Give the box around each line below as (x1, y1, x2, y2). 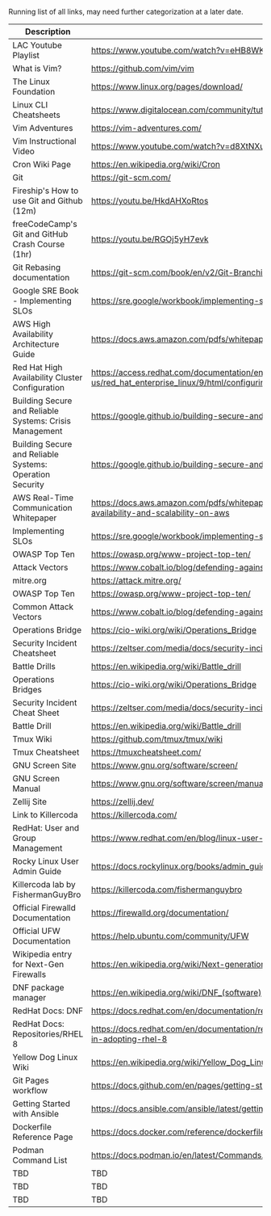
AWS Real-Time (12, 492, 74, 503)
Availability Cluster (12, 372, 83, 383)
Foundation (12, 86, 56, 97)
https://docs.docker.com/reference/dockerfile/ (91, 1126, 269, 1138)
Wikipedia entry (12, 949, 73, 960)
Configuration (12, 382, 65, 393)
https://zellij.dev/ (91, 796, 155, 807)
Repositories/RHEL (12, 1029, 84, 1039)
